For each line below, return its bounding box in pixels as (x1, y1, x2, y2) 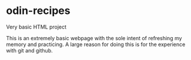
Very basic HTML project (6, 23, 66, 30)
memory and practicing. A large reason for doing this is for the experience (6, 41, 186, 48)
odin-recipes (6, 4, 71, 17)
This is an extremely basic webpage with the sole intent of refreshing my (6, 34, 182, 41)
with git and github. (6, 47, 53, 54)
